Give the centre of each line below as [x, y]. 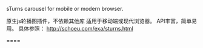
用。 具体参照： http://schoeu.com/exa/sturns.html [70, 28]
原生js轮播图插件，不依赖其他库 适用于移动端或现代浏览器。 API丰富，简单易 [102, 21]
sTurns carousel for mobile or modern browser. [65, 9]
